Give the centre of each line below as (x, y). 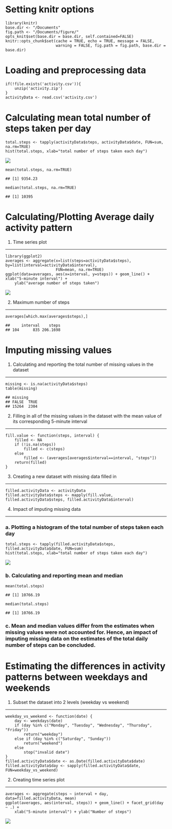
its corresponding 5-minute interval (50, 421)
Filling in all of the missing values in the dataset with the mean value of (87, 416)
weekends (28, 688)
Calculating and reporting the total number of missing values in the (83, 364)
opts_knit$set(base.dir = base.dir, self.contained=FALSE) (70, 36)
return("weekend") (43, 743)
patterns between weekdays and (77, 677)
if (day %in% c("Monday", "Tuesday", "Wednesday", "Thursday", (83, 726)
